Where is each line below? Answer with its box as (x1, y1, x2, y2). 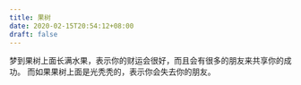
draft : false (9, 30, 58, 38)
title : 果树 (9, 13, 51, 22)
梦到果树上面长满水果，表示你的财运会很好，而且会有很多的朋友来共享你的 (9, 55, 284, 66)
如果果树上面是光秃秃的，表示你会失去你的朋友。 (34, 66, 216, 77)
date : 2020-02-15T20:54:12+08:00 (9, 21, 134, 30)
